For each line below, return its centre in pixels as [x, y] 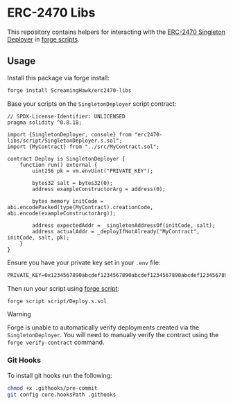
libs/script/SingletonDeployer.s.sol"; [65, 141]
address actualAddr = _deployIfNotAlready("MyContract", [116, 231]
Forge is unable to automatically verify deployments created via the [103, 327]
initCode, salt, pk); [38, 237]
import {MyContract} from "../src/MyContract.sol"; [83, 147]
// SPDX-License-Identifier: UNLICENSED [67, 116]
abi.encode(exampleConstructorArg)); [62, 213]
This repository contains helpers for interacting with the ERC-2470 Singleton [116, 32]
